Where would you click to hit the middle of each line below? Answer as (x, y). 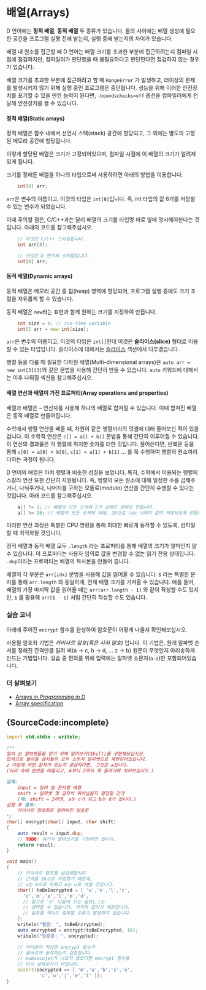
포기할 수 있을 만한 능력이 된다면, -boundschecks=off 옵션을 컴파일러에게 (105, 95)
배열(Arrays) (38, 13)
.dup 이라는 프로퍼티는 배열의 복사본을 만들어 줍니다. (68, 561)
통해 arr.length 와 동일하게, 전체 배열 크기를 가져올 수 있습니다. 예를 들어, (106, 582)
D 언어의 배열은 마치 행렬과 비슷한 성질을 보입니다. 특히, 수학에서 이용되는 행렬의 (102, 472)
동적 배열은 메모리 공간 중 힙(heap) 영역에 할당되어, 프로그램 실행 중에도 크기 (98, 291)
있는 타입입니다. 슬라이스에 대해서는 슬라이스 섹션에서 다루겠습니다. (99, 349)
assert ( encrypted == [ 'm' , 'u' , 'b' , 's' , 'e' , (75, 970)
